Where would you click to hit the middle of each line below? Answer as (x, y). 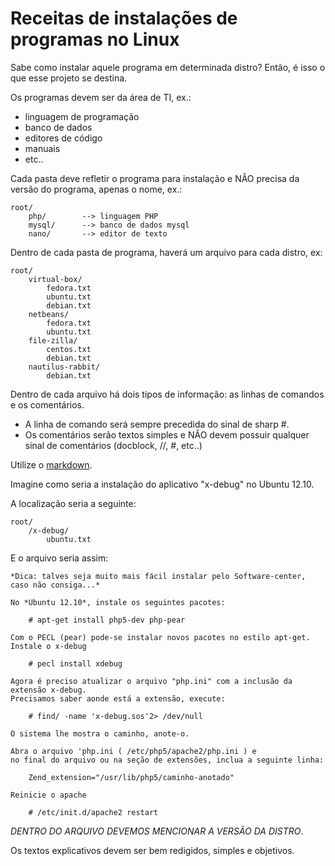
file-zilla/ (53, 340)
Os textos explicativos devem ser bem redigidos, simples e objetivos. (152, 850)
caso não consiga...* (55, 585)
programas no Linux (95, 39)
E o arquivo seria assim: (59, 558)
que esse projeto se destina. (69, 78)
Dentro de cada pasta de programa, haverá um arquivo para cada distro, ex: (166, 252)
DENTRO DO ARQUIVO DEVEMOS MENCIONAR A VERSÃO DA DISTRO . (157, 831)
